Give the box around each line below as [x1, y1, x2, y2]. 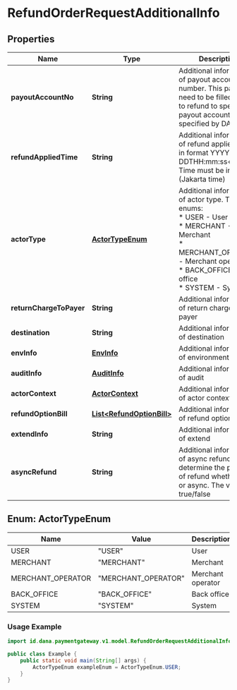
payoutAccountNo [11, 92, 74, 102]
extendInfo [11, 429, 49, 439]
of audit [178, 373, 205, 382]
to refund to [178, 101, 218, 111]
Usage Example [7, 622, 62, 631]
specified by [178, 119, 220, 128]
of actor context [178, 393, 232, 403]
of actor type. [178, 195, 224, 204]
